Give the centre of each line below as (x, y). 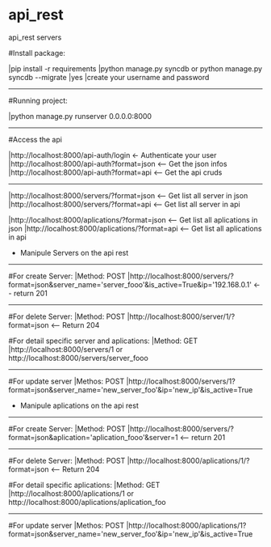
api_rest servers (35, 37)
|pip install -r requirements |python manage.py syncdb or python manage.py (135, 68)
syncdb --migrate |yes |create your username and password (109, 77)
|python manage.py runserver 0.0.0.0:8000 (80, 116)
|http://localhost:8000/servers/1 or (66, 349)
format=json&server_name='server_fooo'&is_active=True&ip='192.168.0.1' (130, 284)
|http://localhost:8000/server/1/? (181, 316)
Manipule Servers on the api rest (74, 252)
